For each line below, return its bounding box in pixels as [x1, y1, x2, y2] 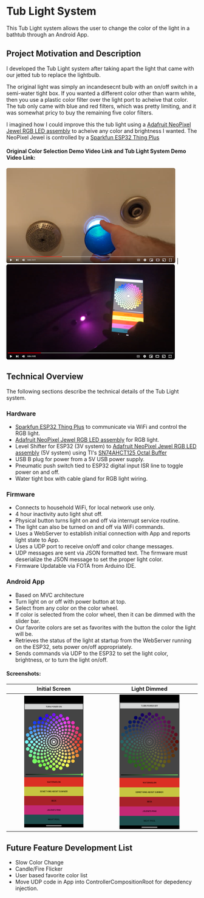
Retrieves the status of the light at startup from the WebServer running [15, 637, 192, 644]
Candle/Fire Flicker [15, 865, 63, 872]
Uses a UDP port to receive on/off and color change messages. [15, 543, 174, 550]
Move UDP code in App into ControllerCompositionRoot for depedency [15, 878, 192, 885]
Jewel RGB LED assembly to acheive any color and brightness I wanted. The [6, 127, 197, 135]
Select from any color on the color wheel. [15, 604, 119, 612]
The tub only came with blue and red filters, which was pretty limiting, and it [6, 102, 196, 110]
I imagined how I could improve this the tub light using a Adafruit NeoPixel [6, 121, 191, 128]
